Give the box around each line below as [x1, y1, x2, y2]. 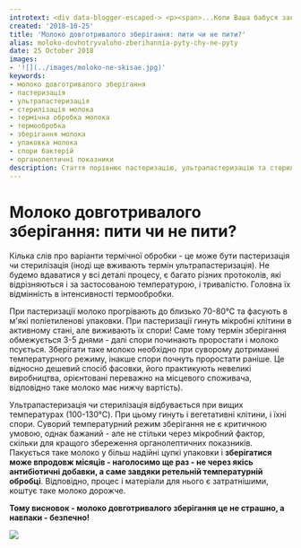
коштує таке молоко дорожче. [9, 485, 126, 496]
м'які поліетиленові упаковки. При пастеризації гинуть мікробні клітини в [9, 316, 292, 326]
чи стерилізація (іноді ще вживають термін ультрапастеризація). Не [9, 260, 271, 271]
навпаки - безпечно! [9, 512, 90, 523]
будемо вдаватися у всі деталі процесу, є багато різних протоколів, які [9, 270, 282, 281]
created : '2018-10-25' [9, 22, 94, 30]
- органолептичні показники [9, 154, 115, 164]
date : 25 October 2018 [9, 47, 94, 56]
